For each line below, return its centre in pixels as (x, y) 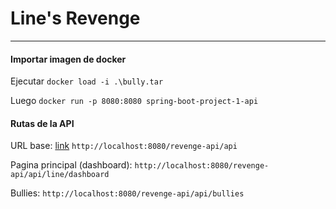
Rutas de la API (42, 123)
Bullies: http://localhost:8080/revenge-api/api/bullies (127, 193)
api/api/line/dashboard (60, 175)
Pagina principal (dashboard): (71, 165)
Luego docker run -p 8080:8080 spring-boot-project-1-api (134, 101)
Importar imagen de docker (68, 59)
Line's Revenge (75, 18)
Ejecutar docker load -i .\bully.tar (87, 81)
